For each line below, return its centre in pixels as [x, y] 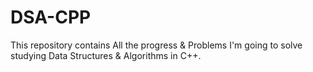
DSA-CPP [51, 17]
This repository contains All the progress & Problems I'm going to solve [156, 45]
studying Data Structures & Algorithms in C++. [106, 55]
